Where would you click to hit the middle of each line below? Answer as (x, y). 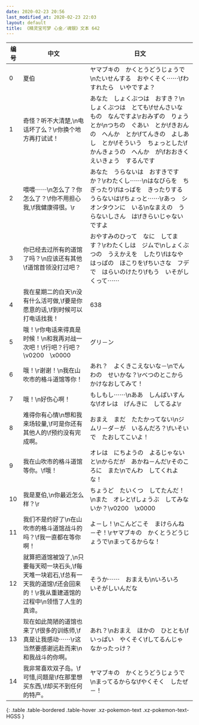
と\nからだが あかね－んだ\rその (137, 462)
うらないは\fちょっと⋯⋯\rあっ (133, 199)
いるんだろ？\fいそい (160, 429)
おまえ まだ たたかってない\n (134, 420)
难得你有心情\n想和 (50, 415)
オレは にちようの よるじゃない (137, 453)
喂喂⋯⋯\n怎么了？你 (53, 190)
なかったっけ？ (111, 649)
